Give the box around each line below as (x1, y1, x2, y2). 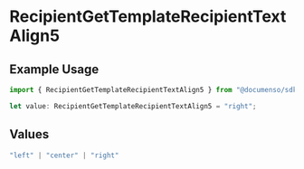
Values (9, 127, 50, 142)
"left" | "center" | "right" (9, 151, 119, 160)
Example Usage (9, 61, 100, 77)
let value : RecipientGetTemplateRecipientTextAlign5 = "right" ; (9, 101, 257, 110)
